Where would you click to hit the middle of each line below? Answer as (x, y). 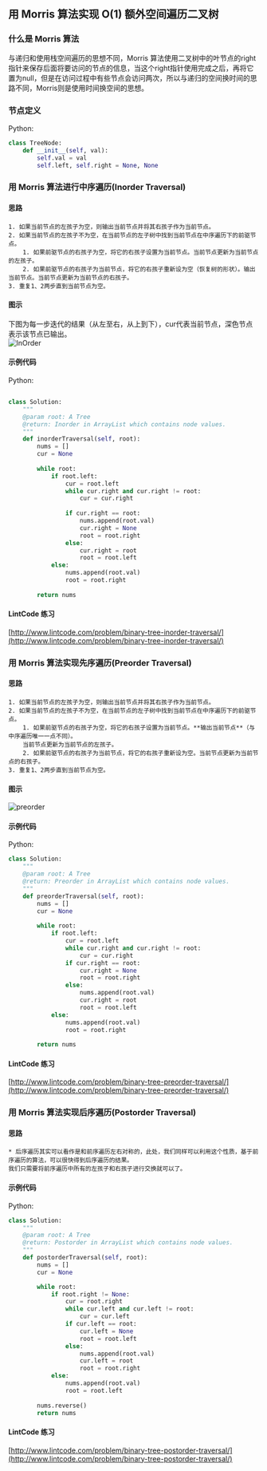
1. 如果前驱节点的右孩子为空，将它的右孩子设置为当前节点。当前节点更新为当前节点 (141, 252)
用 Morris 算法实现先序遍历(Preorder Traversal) (100, 662)
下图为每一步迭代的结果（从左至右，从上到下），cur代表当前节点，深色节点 (131, 324)
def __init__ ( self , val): (66, 150)
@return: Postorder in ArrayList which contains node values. (128, 1243)
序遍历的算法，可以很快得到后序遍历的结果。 (71, 1161)
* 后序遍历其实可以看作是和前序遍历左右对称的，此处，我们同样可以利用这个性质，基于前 (133, 1152)
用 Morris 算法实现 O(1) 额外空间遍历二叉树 (114, 14)
